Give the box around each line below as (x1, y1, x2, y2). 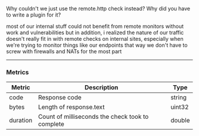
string (171, 93, 187, 102)
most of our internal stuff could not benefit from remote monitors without (6, 23, 184, 30)
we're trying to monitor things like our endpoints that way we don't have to (6, 41, 188, 48)
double (171, 116, 190, 125)
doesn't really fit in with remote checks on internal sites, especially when (6, 35, 184, 42)
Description (85, 83, 118, 92)
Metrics (6, 68, 29, 76)
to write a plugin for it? (6, 11, 61, 18)
